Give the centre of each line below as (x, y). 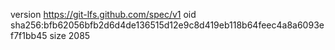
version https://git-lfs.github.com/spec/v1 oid (103, 14)
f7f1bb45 (29, 35)
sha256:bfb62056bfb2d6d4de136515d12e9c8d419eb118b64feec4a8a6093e (167, 25)
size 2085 (70, 35)
